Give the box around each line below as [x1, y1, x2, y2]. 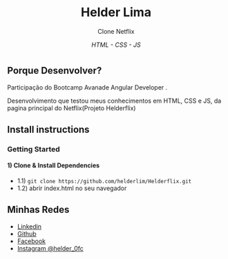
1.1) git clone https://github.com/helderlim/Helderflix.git [17, 177, 192, 185]
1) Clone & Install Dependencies [7, 161, 100, 169]
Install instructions [7, 123, 90, 135]
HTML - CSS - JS [91, 41, 141, 49]
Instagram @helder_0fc [17, 244, 84, 252]
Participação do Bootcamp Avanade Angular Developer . [7, 83, 168, 92]
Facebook [17, 237, 46, 245]
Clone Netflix [97, 27, 135, 35]
